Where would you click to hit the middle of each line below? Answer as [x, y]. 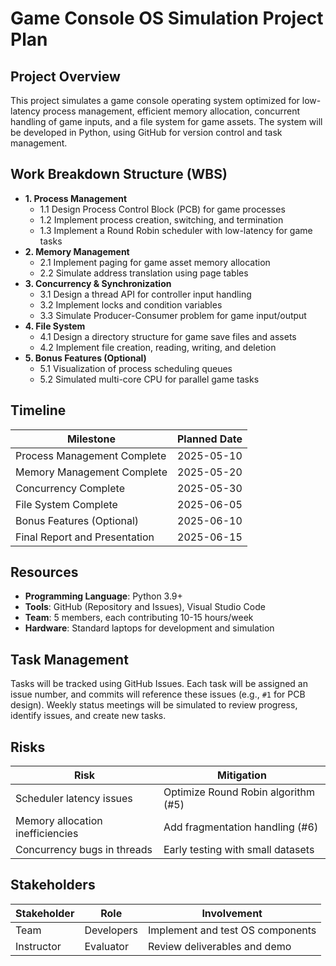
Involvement [232, 913]
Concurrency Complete [70, 488]
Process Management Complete [91, 455]
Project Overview [65, 76]
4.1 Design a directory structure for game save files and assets [168, 336]
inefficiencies [47, 834]
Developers [111, 930]
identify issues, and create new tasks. [88, 716]
